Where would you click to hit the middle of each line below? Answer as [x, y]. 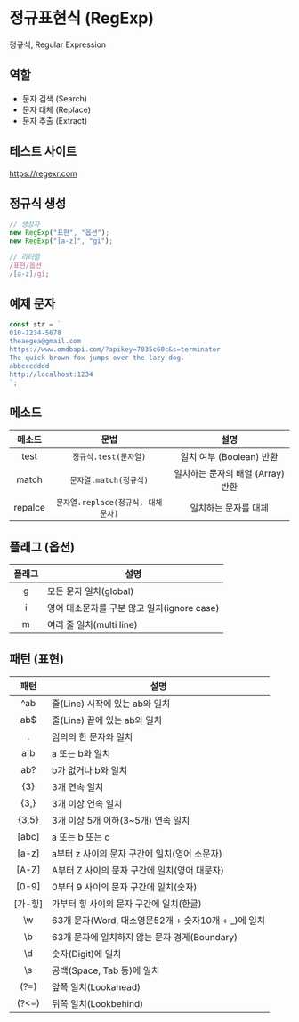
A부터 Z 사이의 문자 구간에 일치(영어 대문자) [138, 870]
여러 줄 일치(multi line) [93, 625]
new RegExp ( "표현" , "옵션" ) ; [59, 233]
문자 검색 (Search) [54, 98]
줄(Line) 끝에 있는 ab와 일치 [107, 720]
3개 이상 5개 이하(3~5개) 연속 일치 [121, 820]
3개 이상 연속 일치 [87, 803]
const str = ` [36, 325]
